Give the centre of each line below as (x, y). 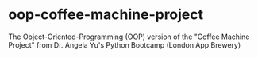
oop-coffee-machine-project (106, 15)
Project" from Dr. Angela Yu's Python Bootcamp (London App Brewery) (125, 44)
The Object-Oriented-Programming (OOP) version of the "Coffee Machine (129, 37)
